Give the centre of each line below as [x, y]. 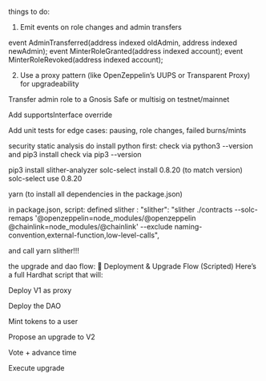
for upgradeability [49, 84]
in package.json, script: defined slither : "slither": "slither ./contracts [121, 209]
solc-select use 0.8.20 [45, 178]
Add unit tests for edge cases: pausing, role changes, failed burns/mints [127, 130]
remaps [21, 218]
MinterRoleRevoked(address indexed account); [86, 60]
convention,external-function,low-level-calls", [84, 235]
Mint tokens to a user [43, 321]
